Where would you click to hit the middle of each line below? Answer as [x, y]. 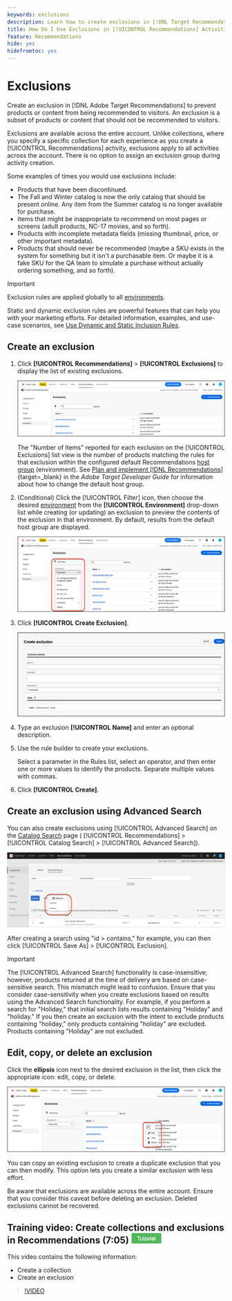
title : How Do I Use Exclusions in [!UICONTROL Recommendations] [103, 29]
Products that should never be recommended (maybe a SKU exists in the [120, 248]
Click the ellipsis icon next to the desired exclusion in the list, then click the [114, 1069]
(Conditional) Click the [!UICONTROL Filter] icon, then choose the [110, 497]
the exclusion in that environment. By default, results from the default [116, 519]
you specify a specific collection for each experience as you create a [105, 140]
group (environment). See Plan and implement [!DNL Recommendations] [120, 469]
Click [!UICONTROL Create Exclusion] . [73, 623]
